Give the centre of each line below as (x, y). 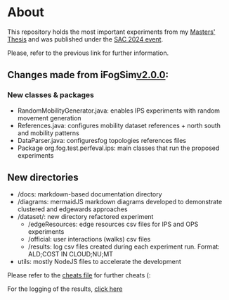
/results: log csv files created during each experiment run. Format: (124, 246)
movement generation (50, 118)
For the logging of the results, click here (65, 289)
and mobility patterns (48, 133)
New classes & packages (51, 95)
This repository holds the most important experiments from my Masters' (111, 32)
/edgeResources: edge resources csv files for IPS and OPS (113, 224)
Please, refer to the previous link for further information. (88, 53)
